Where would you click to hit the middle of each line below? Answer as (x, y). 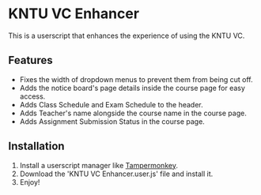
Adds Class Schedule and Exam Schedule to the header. (111, 104)
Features (30, 60)
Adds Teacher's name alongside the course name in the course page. (133, 113)
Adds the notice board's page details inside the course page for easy (132, 88)
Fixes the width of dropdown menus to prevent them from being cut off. (136, 79)
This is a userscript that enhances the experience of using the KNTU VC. (127, 36)
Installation (36, 146)
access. (32, 96)
